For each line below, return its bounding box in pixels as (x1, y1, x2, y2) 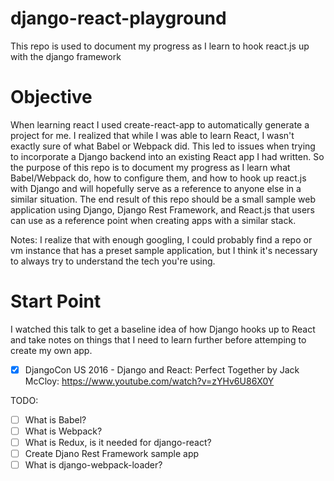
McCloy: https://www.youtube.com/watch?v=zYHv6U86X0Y (24, 375, 275, 387)
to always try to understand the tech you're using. (10, 255, 216, 267)
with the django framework (10, 50, 122, 62)
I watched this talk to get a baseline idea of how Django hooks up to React (10, 323, 316, 335)
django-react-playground (10, 7, 227, 30)
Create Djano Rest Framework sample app (24, 448, 200, 460)
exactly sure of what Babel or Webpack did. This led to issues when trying (10, 140, 316, 152)
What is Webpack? (24, 425, 103, 437)
